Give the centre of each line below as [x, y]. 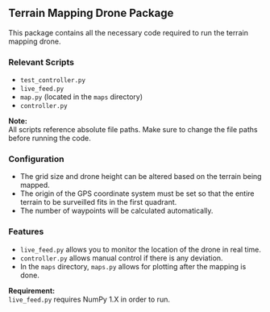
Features [26, 231]
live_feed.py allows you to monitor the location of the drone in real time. [141, 249]
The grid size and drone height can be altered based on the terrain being [141, 177]
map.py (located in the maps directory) [81, 97]
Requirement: [32, 290]
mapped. [35, 185]
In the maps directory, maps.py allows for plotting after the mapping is [133, 266]
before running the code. [50, 138]
